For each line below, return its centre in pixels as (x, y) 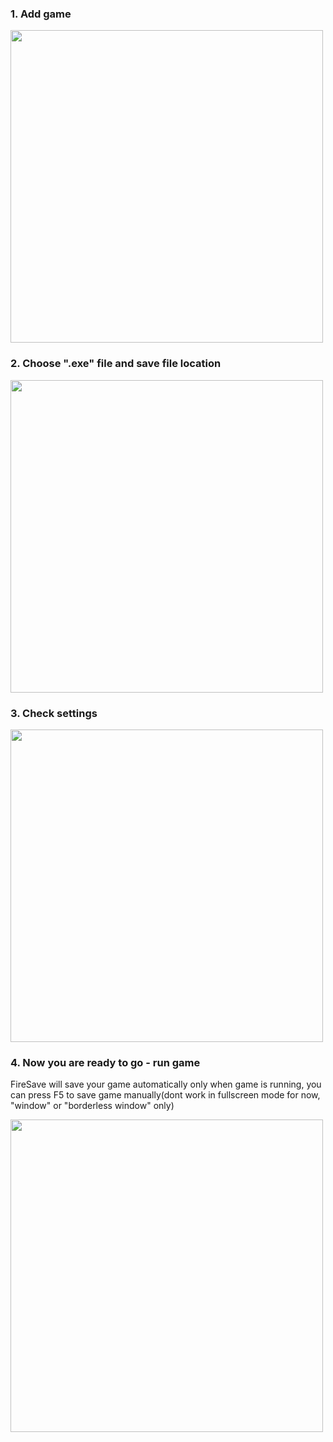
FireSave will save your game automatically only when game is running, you (166, 1084)
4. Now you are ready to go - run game (105, 1062)
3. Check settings (54, 713)
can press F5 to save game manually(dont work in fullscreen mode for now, (165, 1095)
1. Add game (41, 14)
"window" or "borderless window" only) (92, 1106)
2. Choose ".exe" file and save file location (116, 364)
